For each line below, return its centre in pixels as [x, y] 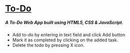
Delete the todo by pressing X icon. [48, 45]
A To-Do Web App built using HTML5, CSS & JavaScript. [64, 22]
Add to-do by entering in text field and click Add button [69, 35]
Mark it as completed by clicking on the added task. [65, 40]
